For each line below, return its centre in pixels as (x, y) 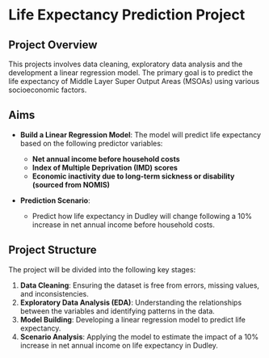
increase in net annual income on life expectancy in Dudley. (119, 345)
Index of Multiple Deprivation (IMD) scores (105, 167)
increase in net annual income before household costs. (124, 225)
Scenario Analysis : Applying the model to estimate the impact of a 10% (139, 336)
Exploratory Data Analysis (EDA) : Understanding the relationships (131, 302)
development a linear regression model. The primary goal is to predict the (130, 73)
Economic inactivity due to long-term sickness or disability (133, 176)
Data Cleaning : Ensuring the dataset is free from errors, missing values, (140, 285)
